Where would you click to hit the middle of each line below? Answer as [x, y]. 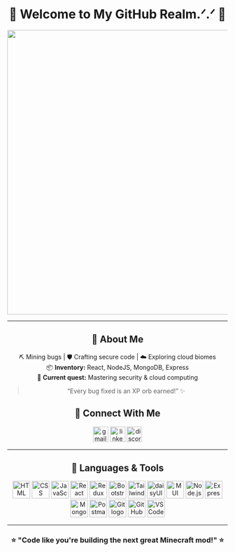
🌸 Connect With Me [117, 414]
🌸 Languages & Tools [117, 468]
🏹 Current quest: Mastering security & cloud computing [117, 377]
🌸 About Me [117, 339]
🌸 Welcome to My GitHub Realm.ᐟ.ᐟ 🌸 [117, 14]
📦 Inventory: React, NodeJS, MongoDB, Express [117, 367]
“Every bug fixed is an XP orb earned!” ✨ [126, 391]
